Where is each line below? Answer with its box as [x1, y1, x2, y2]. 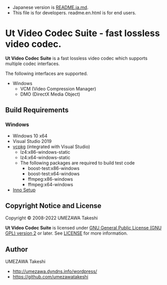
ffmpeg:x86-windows [27, 176, 73, 182]
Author [5, 245, 28, 253]
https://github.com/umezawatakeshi [12, 274, 89, 280]
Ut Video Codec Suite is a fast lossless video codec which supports [5, 55, 148, 61]
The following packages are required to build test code [20, 160, 135, 166]
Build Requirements [5, 106, 69, 115]
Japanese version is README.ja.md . [12, 5, 89, 10]
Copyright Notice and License [5, 202, 102, 210]
